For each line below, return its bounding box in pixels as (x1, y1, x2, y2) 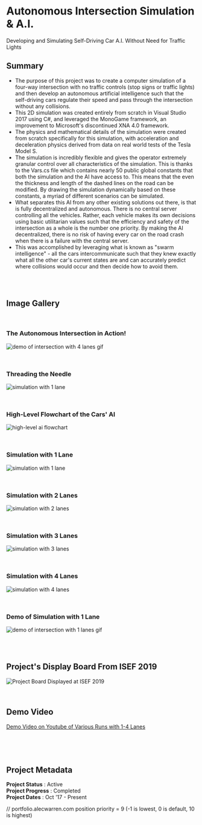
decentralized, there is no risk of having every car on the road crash (14, 230, 184, 238)
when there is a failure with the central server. (14, 237, 129, 244)
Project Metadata (6, 765, 73, 775)
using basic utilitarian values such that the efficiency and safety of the (14, 218, 189, 225)
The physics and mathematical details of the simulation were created (14, 128, 186, 135)
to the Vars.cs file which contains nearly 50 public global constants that (14, 166, 193, 174)
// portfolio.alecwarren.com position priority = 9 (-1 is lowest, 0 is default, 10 (6, 805, 195, 812)
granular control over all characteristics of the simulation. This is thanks (14, 160, 193, 167)
